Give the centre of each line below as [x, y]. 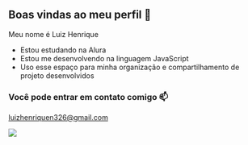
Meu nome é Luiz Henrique [54, 34]
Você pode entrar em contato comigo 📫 [88, 97]
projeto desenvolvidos [57, 75]
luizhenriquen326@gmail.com [59, 118]
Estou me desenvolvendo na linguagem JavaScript [104, 58]
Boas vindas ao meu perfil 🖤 [80, 15]
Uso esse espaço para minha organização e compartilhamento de [130, 67]
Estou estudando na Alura [63, 50]
